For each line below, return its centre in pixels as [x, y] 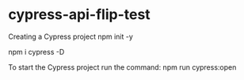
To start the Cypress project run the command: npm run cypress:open [122, 67]
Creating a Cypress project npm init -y [71, 36]
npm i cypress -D [36, 51]
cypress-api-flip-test [79, 15]
